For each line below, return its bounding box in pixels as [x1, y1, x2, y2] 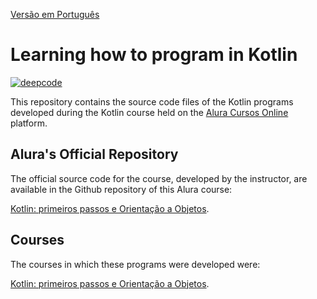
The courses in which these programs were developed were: [10, 258, 261, 270]
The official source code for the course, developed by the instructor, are [10, 172, 308, 184]
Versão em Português [10, 9, 100, 20]
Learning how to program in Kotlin [10, 44, 298, 66]
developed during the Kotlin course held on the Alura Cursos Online [10, 106, 289, 118]
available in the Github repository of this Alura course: [10, 183, 233, 195]
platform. [10, 117, 48, 129]
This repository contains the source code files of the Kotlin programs [10, 95, 294, 108]
